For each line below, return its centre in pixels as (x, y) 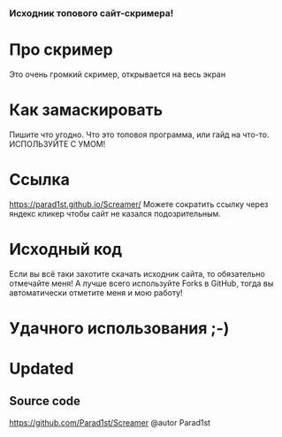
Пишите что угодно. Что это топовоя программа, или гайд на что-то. (139, 134)
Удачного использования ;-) (119, 328)
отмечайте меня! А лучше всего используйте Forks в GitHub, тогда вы (141, 283)
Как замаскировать (86, 110)
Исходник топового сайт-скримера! (91, 13)
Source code (45, 401)
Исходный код (66, 249)
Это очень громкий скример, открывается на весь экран (118, 74)
